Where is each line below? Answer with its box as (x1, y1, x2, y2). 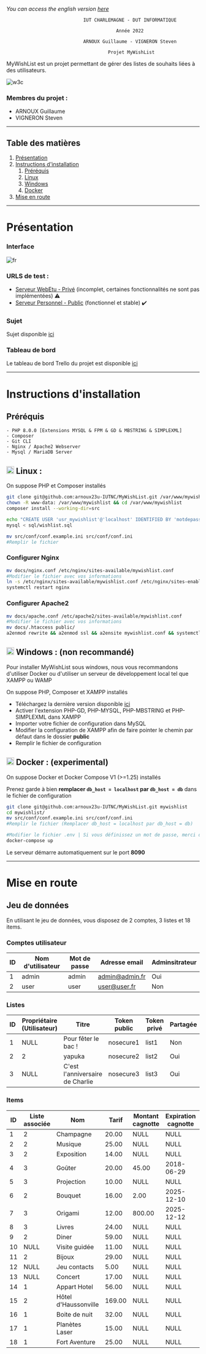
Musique (56, 1140, 82, 1148)
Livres (56, 1223, 75, 1231)
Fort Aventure (56, 1337, 96, 1346)
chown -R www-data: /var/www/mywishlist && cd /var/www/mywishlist (6, 500, 183, 506)
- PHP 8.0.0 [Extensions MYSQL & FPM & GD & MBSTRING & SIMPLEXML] (6, 428, 183, 434)
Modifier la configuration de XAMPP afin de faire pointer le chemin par (15, 726, 193, 733)
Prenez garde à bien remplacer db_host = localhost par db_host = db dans (6, 785, 197, 792)
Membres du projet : (6, 93, 68, 102)
